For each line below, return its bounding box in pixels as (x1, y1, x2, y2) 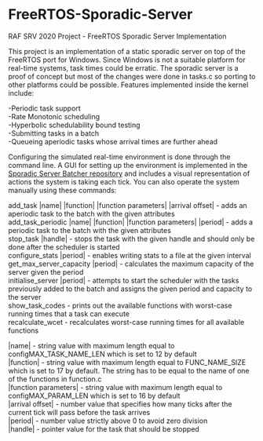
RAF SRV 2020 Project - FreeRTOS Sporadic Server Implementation (8, 31, 227, 41)
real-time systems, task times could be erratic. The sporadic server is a (8, 63, 239, 72)
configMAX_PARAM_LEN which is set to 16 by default (8, 391, 181, 400)
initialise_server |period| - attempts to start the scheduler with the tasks (8, 275, 239, 285)
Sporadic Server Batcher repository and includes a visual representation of (8, 169, 250, 178)
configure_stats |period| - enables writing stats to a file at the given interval (8, 250, 251, 260)
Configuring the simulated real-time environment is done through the (8, 151, 231, 162)
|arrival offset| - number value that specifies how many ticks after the (8, 399, 232, 409)
